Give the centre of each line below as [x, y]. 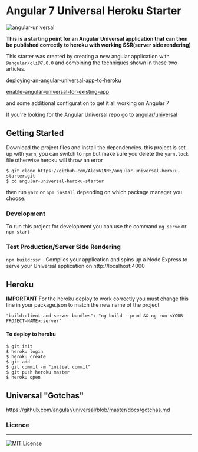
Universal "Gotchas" [45, 396]
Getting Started [35, 133]
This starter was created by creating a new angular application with [88, 56]
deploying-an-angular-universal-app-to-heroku [64, 80]
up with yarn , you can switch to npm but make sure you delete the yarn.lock [97, 153]
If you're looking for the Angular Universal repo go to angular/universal [92, 114]
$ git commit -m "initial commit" [49, 367]
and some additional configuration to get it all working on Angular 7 [88, 103]
